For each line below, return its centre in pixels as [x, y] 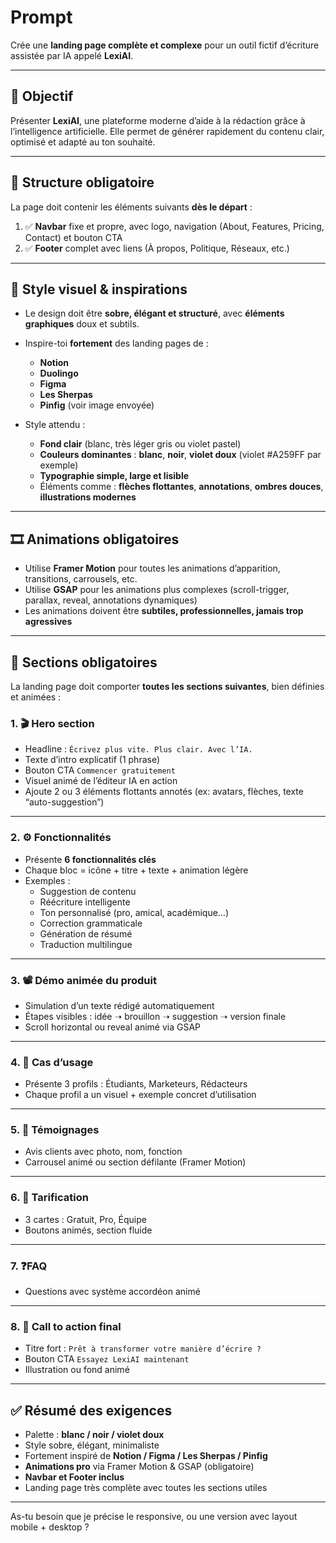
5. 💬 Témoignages [55, 1130]
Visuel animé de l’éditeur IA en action [101, 781]
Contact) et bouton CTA [73, 237]
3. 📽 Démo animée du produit [83, 980]
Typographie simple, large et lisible [114, 476]
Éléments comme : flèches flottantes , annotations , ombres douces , [181, 487]
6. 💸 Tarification [49, 1198]
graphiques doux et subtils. [82, 324]
